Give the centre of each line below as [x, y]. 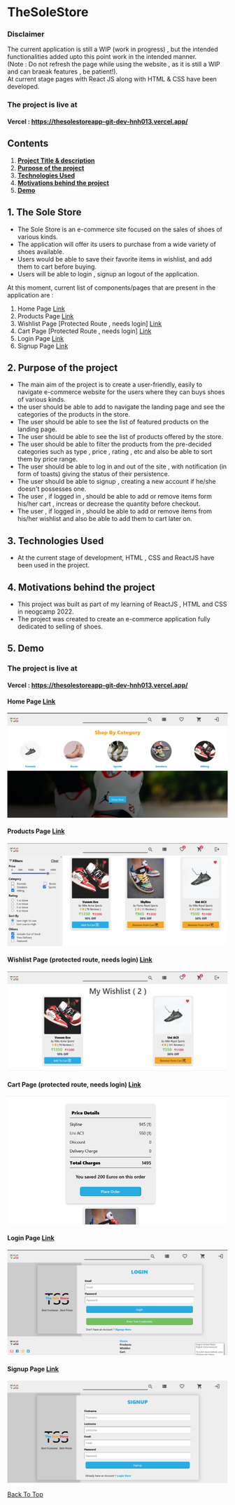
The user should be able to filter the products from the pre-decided [114, 444]
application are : [30, 295]
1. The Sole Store [44, 212]
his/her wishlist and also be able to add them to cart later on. [105, 519]
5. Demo [26, 648]
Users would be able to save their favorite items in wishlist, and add [114, 259]
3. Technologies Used [56, 541]
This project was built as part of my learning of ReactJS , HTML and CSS [122, 605]
